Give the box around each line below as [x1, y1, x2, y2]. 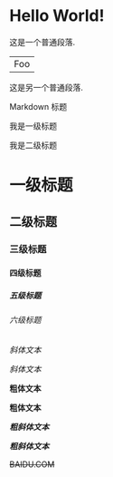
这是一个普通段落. [9, 36, 76, 47]
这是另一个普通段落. [9, 82, 84, 92]
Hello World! [9, 5, 105, 26]
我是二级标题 [9, 140, 57, 151]
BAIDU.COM [9, 459, 55, 470]
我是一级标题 [9, 120, 57, 131]
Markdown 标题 [9, 101, 68, 112]
